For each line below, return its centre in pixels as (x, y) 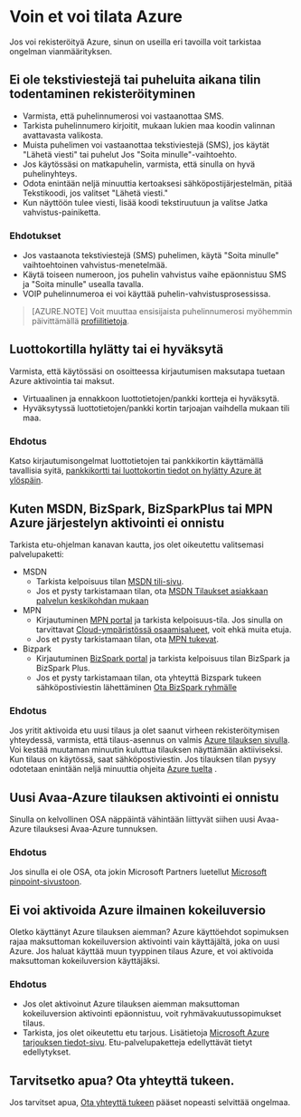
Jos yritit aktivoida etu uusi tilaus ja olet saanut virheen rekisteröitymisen (145, 730)
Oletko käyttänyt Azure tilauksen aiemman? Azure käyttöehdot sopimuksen (149, 932)
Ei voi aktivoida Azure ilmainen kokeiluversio (138, 910)
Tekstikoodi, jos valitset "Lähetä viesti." (95, 193)
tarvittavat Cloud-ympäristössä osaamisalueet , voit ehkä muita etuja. (164, 629)
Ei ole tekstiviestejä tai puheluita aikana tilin (135, 80)
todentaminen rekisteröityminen (103, 94)
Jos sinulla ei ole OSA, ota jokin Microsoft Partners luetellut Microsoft (138, 872)
